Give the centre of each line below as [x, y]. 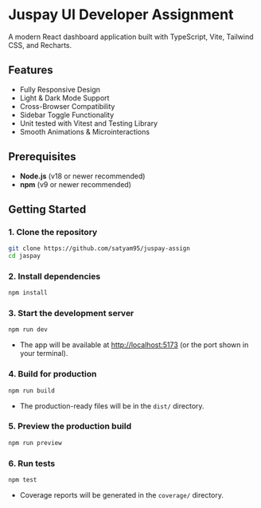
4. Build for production [53, 374]
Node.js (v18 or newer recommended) [82, 176]
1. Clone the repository [53, 232]
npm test [23, 479]
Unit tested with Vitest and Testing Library [88, 123]
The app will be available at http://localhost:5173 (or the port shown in [134, 345]
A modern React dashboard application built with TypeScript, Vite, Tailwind [131, 37]
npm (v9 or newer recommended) [75, 184]
